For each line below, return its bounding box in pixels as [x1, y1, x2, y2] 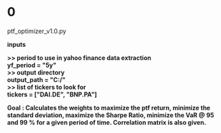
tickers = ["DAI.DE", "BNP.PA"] [7, 90, 98, 99]
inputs [7, 40, 26, 48]
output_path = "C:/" [7, 75, 66, 83]
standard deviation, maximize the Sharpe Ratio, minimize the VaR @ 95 [7, 111, 215, 119]
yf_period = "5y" [7, 61, 56, 69]
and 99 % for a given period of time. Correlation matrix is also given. [7, 118, 207, 126]
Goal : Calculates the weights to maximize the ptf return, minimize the [7, 103, 211, 112]
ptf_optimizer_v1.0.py [7, 27, 67, 35]
